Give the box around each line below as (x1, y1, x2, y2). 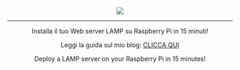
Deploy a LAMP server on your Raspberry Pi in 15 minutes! (34, 54, 206, 63)
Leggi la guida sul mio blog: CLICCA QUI (60, 41, 180, 49)
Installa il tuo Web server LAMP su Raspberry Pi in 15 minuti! (31, 27, 209, 35)
